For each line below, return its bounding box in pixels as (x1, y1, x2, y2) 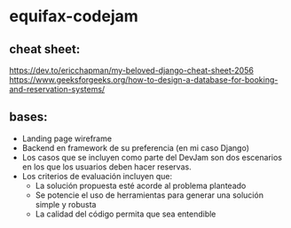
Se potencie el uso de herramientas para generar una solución (35, 189, 264, 200)
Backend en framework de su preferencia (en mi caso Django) (21, 142, 250, 153)
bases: (9, 109, 48, 125)
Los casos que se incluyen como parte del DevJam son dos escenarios (21, 152, 282, 162)
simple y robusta (35, 199, 97, 209)
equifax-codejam (9, 6, 139, 27)
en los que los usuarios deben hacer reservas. (21, 161, 193, 172)
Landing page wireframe (21, 133, 113, 144)
